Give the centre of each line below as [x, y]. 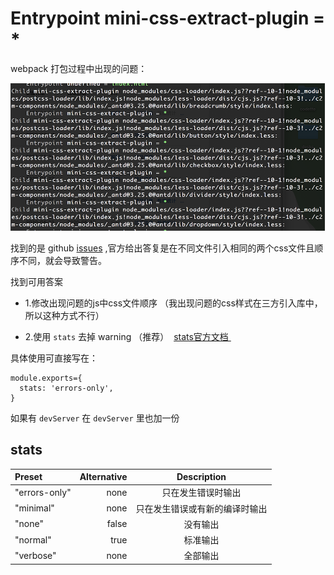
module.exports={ [46, 378]
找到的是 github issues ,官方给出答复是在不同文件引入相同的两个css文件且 [162, 248]
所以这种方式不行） [64, 315]
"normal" [33, 539]
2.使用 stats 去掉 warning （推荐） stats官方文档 [126, 336]
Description [201, 477]
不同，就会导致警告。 [62, 260]
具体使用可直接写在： [54, 358]
